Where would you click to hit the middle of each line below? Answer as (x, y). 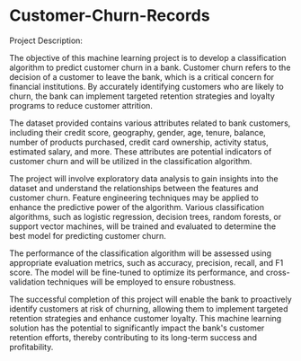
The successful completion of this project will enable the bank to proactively (150, 299)
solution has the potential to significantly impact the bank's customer (137, 328)
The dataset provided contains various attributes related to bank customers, (150, 123)
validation (27, 282)
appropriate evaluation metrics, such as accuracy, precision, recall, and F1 (146, 262)
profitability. (31, 347)
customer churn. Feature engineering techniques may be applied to (134, 198)
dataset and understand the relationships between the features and (134, 188)
